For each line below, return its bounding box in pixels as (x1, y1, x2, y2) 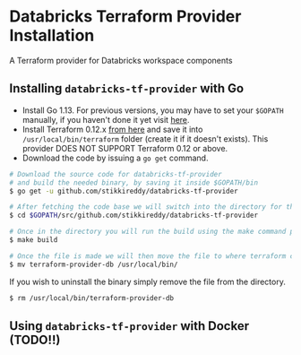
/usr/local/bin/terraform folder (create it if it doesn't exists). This (21, 133, 269, 144)
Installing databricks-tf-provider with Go (9, 81, 245, 96)
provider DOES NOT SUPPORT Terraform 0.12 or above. (21, 143, 228, 153)
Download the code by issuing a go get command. (21, 152, 209, 163)
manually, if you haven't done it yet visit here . (21, 114, 190, 125)
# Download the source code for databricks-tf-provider (9, 169, 222, 178)
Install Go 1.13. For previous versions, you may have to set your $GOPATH (21, 105, 284, 116)
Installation (9, 25, 95, 46)
